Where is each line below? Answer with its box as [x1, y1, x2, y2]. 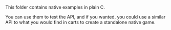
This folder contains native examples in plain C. [5, 4, 105, 10]
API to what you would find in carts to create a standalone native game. [5, 19, 156, 25]
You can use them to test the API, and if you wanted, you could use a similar [5, 14, 166, 19]
